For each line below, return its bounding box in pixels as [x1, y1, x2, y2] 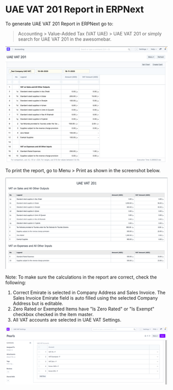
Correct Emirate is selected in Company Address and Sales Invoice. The [12, 289, 166, 295]
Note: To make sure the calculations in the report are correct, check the [5, 274, 157, 280]
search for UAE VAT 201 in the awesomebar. [18, 36, 112, 42]
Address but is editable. [12, 300, 63, 306]
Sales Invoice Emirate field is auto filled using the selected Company [12, 294, 158, 301]
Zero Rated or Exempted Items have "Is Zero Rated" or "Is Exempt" [12, 306, 154, 312]
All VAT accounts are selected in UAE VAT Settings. [12, 317, 122, 323]
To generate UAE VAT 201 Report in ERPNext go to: [5, 21, 113, 27]
